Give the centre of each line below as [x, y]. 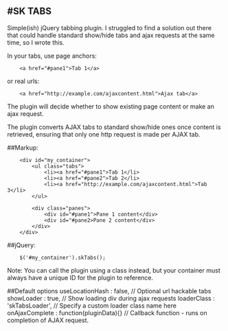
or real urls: [23, 81]
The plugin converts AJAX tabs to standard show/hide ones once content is [114, 127]
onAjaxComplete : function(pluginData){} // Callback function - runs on [107, 312]
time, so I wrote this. [36, 42]
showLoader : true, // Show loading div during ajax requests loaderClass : [111, 298]
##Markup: [23, 148]
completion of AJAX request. [48, 320]
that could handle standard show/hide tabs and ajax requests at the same [111, 35]
